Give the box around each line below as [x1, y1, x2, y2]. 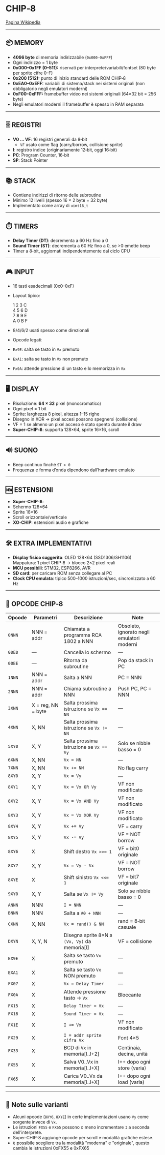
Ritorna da [64, 657, 88, 664]
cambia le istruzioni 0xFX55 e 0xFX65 [12, 1145, 90, 1151]
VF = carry [118, 823, 142, 830]
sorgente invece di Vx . [12, 1119, 57, 1125]
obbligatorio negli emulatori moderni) [12, 86, 88, 91]
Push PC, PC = [118, 685, 152, 692]
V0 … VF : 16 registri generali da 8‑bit [12, 136, 88, 142]
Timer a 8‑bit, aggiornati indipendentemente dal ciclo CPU [12, 248, 130, 254]
